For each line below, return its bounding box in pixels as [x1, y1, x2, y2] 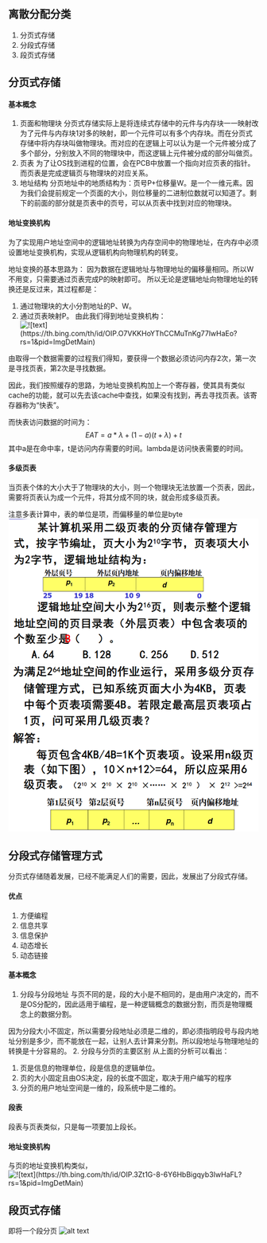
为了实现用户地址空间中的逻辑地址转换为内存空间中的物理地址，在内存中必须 [8, 237, 259, 247]
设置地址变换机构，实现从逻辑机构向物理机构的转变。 [8, 247, 183, 257]
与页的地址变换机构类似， [8, 1161, 92, 1170]
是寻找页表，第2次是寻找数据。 [8, 363, 110, 373]
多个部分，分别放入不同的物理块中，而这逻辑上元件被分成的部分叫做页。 [19, 148, 257, 158]
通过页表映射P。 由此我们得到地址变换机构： [19, 311, 166, 320]
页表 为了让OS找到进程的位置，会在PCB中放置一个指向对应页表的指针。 [19, 159, 255, 168]
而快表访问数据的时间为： [8, 417, 92, 426]
